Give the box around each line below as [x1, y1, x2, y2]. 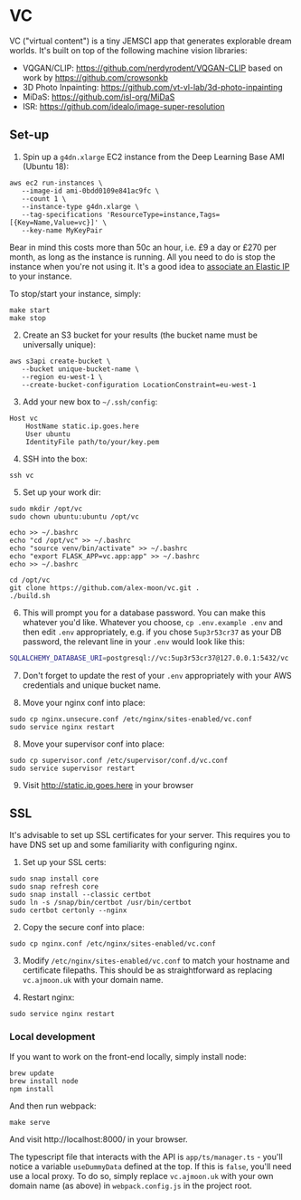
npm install [9, 1084, 54, 1093]
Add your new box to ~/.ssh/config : [22, 395, 158, 407]
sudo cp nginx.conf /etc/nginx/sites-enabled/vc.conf [9, 939, 217, 948]
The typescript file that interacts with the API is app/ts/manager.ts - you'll [9, 1151, 283, 1162]
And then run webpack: [9, 1100, 97, 1111]
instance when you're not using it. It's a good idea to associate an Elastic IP [9, 261, 290, 271]
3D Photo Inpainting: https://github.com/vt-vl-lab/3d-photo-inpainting [22, 81, 283, 92]
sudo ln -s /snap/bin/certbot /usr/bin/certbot [9, 898, 193, 908]
